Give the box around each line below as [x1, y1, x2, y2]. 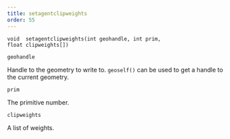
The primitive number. [7, 98, 70, 107]
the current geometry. [7, 73, 69, 81]
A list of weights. [7, 123, 55, 131]
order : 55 [7, 17, 36, 23]
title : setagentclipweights [7, 10, 88, 17]
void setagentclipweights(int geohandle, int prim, [7, 35, 161, 42]
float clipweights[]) [7, 41, 69, 48]
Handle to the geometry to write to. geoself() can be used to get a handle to [7, 65, 223, 74]
